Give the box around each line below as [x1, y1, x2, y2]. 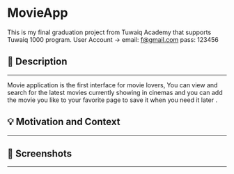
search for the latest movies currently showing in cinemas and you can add [7, 88, 223, 96]
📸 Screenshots [7, 147, 72, 159]
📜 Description [7, 56, 68, 68]
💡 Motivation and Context [7, 116, 120, 128]
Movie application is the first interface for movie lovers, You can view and [7, 80, 218, 89]
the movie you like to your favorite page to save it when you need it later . [7, 96, 218, 104]
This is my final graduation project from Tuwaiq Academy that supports [7, 28, 212, 36]
